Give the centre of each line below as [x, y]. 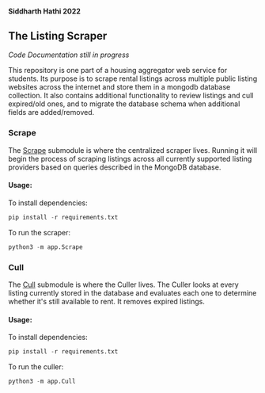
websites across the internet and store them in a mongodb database [119, 87]
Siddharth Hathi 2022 [45, 11]
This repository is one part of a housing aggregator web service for [118, 71]
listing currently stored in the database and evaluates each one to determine [132, 292]
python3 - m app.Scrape [45, 247]
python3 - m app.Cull [42, 382]
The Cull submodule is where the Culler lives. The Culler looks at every [123, 284]
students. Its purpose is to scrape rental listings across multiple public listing [133, 78]
